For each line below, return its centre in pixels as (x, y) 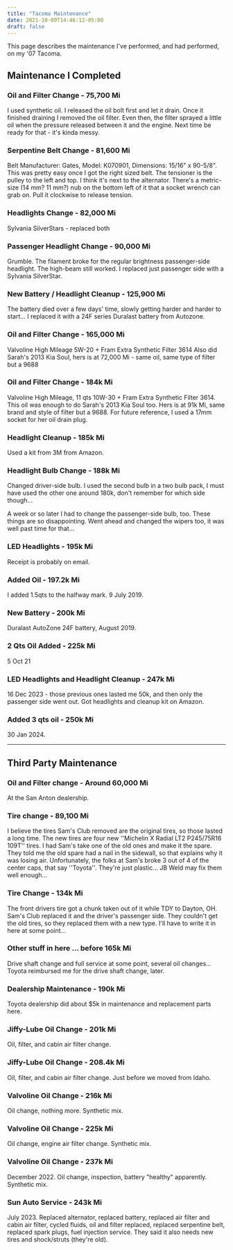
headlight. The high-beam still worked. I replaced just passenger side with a (115, 269)
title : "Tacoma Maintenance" (49, 14)
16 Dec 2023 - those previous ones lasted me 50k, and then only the (105, 694)
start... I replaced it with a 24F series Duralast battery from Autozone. (106, 316)
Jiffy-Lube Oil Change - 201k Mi (62, 1029)
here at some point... (37, 930)
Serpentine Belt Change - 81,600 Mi (69, 150)
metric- (211, 180)
